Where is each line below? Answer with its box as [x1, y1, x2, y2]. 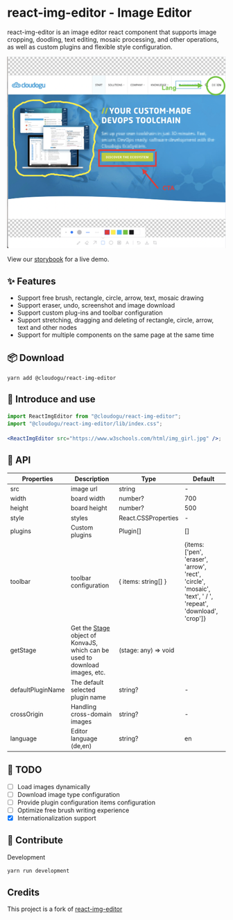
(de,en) [70, 742, 92, 750]
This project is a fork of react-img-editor [7, 905, 123, 913]
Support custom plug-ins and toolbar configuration [17, 308, 163, 317]
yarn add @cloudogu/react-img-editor [7, 374, 116, 382]
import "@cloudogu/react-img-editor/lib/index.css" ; [7, 420, 163, 427]
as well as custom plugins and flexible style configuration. [7, 42, 173, 51]
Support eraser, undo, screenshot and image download [17, 301, 175, 310]
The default [70, 678, 104, 686]
